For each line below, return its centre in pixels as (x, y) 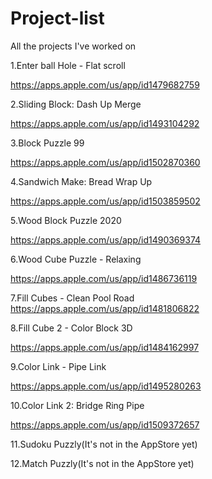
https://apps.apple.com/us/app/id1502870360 (105, 162)
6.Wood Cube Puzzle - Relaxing (76, 259)
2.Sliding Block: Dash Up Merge (76, 104)
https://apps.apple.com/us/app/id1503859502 (105, 201)
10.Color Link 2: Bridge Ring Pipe (77, 405)
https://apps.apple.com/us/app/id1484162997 (105, 347)
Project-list (57, 18)
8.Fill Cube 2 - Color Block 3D (71, 328)
